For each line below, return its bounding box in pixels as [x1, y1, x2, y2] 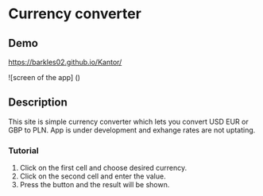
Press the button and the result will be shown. [19, 180, 170, 190]
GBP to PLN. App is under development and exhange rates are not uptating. [8, 125, 256, 135]
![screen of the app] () [8, 73, 81, 82]
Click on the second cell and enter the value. [19, 171, 166, 181]
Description [8, 96, 68, 110]
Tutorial [8, 144, 39, 156]
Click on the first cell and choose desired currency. [19, 163, 188, 173]
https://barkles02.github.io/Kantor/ [8, 57, 122, 67]
